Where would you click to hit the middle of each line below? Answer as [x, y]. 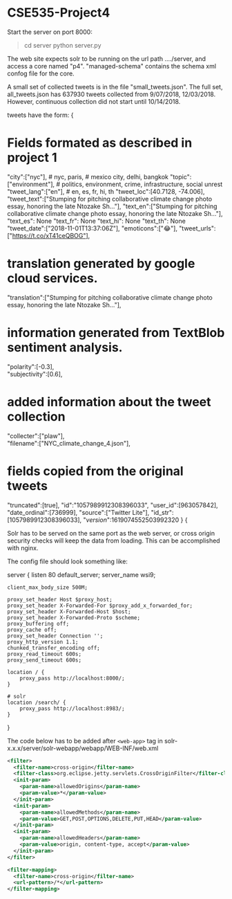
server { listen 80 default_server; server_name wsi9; [81, 574]
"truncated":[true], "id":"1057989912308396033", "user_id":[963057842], [113, 505]
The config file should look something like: [67, 561]
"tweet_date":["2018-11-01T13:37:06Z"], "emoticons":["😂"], [93, 228]
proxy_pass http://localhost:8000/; [72, 678]
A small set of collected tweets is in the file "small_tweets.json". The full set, [115, 87]
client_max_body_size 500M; [48, 587]
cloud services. [52, 279]
